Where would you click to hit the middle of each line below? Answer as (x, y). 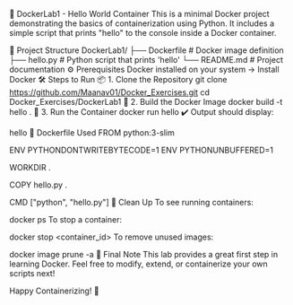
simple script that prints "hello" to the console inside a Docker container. (143, 33)
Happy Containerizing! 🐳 (55, 291)
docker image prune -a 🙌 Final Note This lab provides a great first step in (144, 254)
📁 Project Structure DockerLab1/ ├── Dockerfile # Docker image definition (146, 50)
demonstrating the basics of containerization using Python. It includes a (142, 23)
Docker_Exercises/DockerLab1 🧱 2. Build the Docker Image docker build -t (146, 102)
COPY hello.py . (39, 185)
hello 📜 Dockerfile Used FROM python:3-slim (92, 133)
